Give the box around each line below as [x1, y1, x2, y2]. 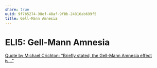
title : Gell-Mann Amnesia [5, 16, 57, 21]
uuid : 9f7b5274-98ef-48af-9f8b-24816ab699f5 [5, 12, 97, 16]
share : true [5, 7, 29, 12]
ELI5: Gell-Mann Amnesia [5, 37, 110, 48]
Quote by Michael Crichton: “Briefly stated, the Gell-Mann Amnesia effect [5, 53, 152, 58]
